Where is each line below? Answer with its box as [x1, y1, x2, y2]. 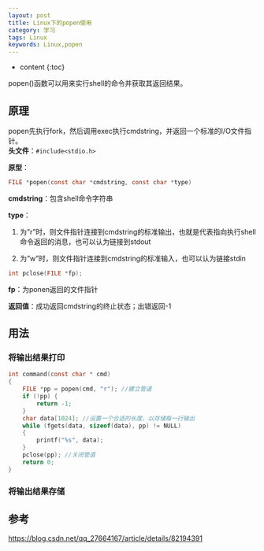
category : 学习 [8, 26, 56, 34]
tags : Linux [8, 33, 47, 42]
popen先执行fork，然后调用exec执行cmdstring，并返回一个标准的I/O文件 [8, 126, 245, 135]
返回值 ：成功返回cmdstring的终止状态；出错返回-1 [8, 301, 172, 311]
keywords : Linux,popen [8, 41, 83, 49]
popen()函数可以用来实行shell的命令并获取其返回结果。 [8, 79, 188, 88]
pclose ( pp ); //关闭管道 [22, 451, 96, 459]
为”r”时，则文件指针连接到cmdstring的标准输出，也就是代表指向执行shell [19, 227, 256, 236]
